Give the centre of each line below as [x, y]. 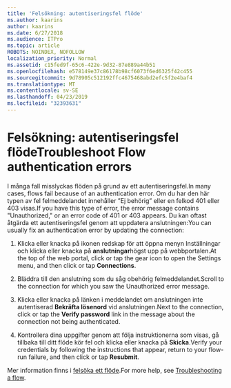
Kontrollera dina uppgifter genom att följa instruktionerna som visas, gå [118, 335]
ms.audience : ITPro [35, 39]
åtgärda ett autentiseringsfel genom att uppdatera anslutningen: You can [109, 222]
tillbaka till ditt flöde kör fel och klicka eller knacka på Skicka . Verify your [119, 342]
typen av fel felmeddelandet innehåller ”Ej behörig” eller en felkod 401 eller [113, 200]
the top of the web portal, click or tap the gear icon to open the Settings [119, 258]
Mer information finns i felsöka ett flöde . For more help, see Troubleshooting [114, 370]
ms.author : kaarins [35, 20]
